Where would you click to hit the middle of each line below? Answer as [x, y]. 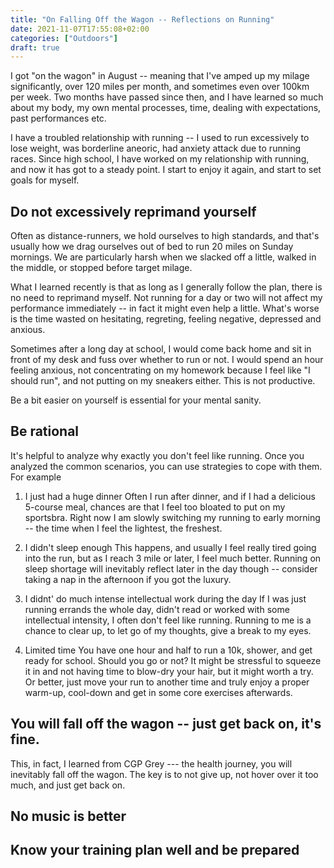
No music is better [68, 816]
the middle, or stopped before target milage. [101, 268]
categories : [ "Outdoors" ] [64, 38]
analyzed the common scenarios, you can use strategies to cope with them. [166, 466]
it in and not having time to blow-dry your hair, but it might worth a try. [169, 671]
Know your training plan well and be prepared [155, 850]
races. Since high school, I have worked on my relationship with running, [160, 159]
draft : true [35, 47]
